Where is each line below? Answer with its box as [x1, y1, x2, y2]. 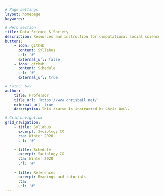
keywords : [5, 16, 25, 21]
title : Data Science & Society [5, 30, 69, 35]
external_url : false [18, 57, 60, 62]
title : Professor [14, 93, 49, 98]
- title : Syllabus [14, 125, 51, 130]
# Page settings [5, 7, 38, 12]
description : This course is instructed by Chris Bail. [14, 107, 130, 111]
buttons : [5, 39, 23, 44]
